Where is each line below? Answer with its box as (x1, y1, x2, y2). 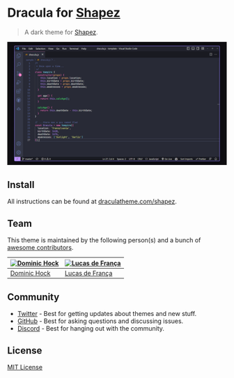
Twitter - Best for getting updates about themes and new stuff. (17, 310, 197, 318)
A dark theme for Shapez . (24, 28, 99, 36)
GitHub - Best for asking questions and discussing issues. (17, 317, 184, 325)
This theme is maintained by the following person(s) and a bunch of (7, 236, 201, 244)
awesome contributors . (7, 244, 74, 252)
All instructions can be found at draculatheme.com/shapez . (7, 197, 178, 206)
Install (7, 179, 35, 191)
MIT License (7, 363, 43, 371)
